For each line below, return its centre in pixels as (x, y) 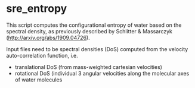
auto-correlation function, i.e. (42, 55)
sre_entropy (37, 9)
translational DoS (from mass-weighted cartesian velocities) (89, 67)
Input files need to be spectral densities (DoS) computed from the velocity (97, 49)
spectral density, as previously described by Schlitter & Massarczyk (89, 31)
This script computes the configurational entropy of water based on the (94, 25)
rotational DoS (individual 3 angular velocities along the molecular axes (102, 73)
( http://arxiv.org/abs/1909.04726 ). (48, 37)
